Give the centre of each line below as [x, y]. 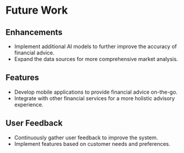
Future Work [37, 10]
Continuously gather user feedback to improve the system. [86, 138]
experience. [29, 104]
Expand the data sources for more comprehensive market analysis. [96, 59]
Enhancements [34, 32]
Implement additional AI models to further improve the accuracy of [96, 46]
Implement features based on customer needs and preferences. [92, 144]
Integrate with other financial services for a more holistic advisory [94, 98]
